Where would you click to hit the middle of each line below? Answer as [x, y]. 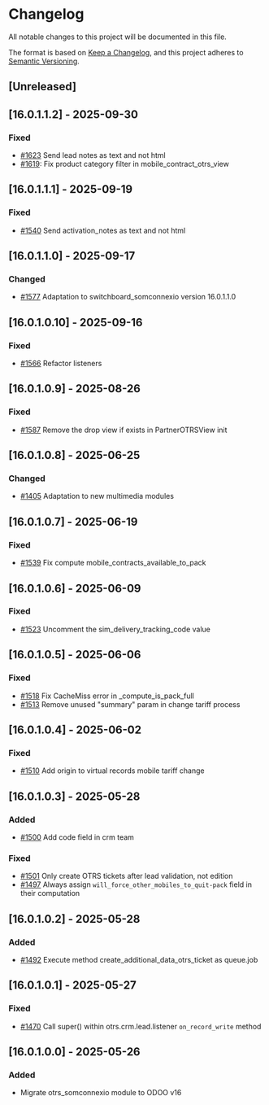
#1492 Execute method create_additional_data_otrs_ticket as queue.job [139, 959]
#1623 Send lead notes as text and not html [93, 155]
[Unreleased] [43, 87]
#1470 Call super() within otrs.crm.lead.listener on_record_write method [141, 1026]
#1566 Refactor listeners [61, 364]
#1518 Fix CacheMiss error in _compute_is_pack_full [107, 696]
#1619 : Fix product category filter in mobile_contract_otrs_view [124, 164]
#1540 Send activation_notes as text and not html [103, 230]
